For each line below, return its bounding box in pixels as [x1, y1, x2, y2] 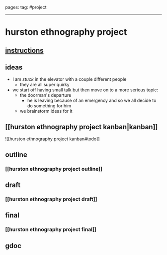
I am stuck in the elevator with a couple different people [12, 76, 127, 82]
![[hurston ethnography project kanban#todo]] [5, 136, 100, 142]
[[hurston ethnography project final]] [5, 226, 97, 233]
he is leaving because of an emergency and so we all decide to [27, 97, 157, 104]
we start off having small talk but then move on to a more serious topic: [12, 87, 158, 93]
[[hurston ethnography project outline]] [5, 165, 103, 172]
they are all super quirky [19, 82, 70, 88]
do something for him [27, 103, 71, 109]
